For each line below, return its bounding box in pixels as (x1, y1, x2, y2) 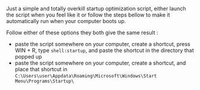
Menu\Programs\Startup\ (14, 78, 75, 84)
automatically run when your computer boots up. (6, 18, 127, 24)
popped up (14, 53, 42, 60)
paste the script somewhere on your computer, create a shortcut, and (14, 59, 186, 66)
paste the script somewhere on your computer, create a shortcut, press (14, 41, 190, 47)
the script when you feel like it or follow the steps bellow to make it (6, 11, 170, 18)
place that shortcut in (14, 66, 67, 73)
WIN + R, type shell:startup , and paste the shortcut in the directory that (14, 47, 194, 54)
